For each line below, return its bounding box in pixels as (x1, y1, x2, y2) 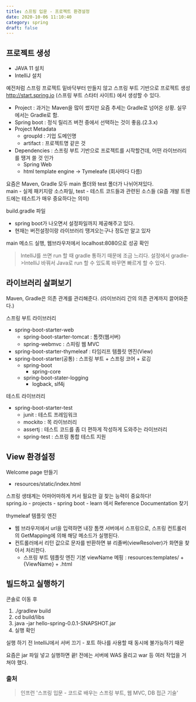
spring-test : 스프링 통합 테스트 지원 (23, 433, 106, 440)
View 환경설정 (6, 452, 56, 462)
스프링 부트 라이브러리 (6, 314, 57, 321)
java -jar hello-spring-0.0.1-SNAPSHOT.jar (14, 619, 116, 626)
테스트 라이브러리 (6, 392, 46, 399)
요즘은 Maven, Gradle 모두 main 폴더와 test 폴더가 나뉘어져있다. (6, 180, 154, 187)
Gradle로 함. (30, 112, 59, 119)
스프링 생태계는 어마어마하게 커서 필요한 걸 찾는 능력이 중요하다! (6, 492, 152, 499)
